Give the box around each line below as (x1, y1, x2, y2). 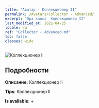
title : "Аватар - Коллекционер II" (5, 7, 77, 12)
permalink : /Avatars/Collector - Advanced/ (5, 12, 95, 17)
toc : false (5, 35, 27, 39)
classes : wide (5, 39, 34, 44)
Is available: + (5, 98, 34, 104)
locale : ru (5, 25, 27, 30)
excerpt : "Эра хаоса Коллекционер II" (5, 16, 86, 21)
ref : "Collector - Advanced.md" (5, 30, 70, 35)
